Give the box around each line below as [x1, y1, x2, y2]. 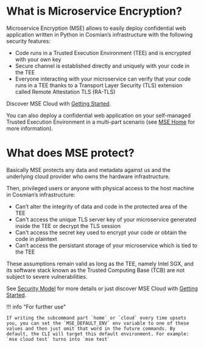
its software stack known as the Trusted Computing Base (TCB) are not [6, 267, 185, 274]
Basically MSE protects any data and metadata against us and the [6, 166, 171, 173]
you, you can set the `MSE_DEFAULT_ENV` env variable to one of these [6, 320, 189, 326]
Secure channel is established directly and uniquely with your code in [15, 62, 190, 70]
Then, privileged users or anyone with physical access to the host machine [6, 184, 195, 191]
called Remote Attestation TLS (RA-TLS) [15, 88, 116, 95]
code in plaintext [15, 235, 57, 242]
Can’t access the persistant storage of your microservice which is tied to [15, 241, 198, 249]
